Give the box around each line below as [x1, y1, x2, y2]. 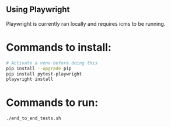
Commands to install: [6, 41, 112, 54]
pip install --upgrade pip [6, 66, 72, 71]
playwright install [6, 76, 54, 83]
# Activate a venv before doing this [6, 60, 98, 66]
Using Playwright [6, 5, 70, 15]
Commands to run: [6, 96, 99, 109]
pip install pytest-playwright [6, 71, 82, 77]
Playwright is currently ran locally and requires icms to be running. [6, 20, 166, 27]
